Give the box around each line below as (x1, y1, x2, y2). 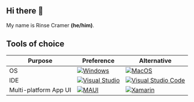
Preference (82, 56, 115, 65)
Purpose (27, 56, 53, 65)
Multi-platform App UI (9, 85, 72, 94)
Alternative (139, 56, 172, 65)
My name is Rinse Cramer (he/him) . (6, 21, 94, 28)
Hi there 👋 (6, 6, 44, 16)
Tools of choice (6, 39, 64, 49)
